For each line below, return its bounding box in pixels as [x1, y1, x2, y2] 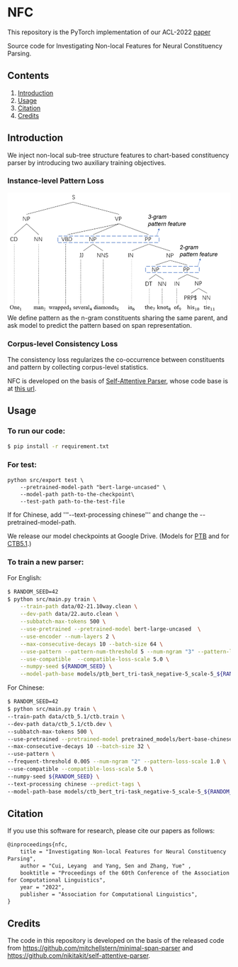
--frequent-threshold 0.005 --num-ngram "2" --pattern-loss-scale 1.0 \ [7, 758, 227, 765]
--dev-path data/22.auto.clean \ [20, 611, 119, 618]
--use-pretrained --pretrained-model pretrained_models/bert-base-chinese [7, 735, 233, 743]
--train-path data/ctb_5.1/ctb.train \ [7, 712, 125, 720]
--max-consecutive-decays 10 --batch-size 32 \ [7, 743, 151, 750]
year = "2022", [20, 884, 65, 891]
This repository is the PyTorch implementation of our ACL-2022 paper [7, 28, 211, 36]
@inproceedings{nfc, [7, 841, 69, 848]
